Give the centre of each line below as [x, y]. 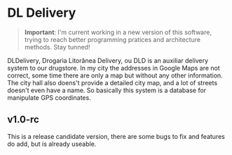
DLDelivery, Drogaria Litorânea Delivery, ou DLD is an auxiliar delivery [108, 60]
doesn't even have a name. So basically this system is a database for [107, 90]
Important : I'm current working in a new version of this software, [118, 32]
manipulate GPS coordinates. [49, 97]
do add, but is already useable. [52, 144]
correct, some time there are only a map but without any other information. [115, 75]
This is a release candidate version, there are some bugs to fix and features [116, 136]
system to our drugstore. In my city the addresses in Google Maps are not [114, 68]
